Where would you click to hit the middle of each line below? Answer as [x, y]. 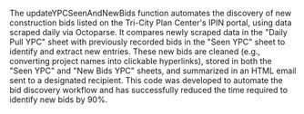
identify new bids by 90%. [59, 100]
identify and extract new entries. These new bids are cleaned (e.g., [135, 52]
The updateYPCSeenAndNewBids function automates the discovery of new [151, 13]
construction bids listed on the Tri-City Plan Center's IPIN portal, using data [151, 23]
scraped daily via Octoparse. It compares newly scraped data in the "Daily [149, 32]
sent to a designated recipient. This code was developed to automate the [147, 80]
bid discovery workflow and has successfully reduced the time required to [149, 90]
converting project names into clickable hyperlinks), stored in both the [141, 61]
